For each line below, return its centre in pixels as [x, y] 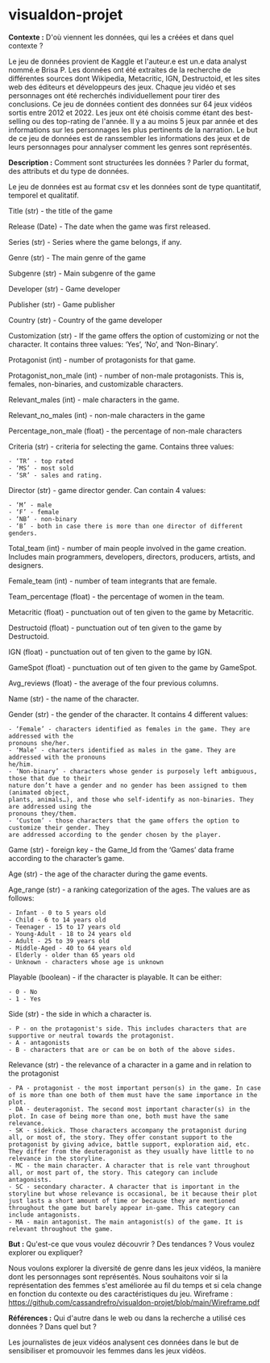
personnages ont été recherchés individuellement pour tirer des [114, 95]
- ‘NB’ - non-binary [43, 519]
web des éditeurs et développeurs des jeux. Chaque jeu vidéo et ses [122, 87]
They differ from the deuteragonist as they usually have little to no [131, 1151]
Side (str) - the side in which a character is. [80, 1013]
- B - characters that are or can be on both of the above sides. [122, 1050]
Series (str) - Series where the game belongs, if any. [95, 242]
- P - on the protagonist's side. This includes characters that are [128, 1029]
